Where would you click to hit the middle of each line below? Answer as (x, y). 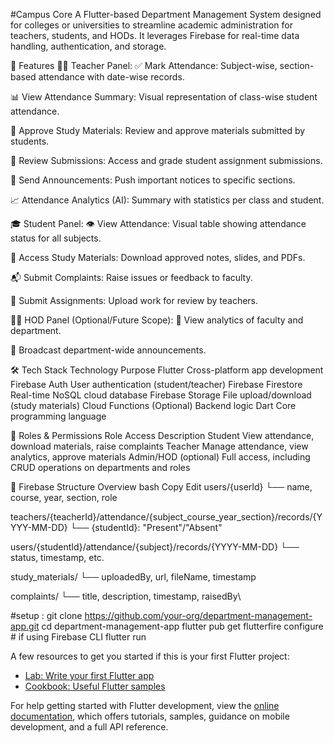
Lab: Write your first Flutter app (89, 675)
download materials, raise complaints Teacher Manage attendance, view (159, 446)
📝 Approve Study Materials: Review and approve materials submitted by (158, 130)
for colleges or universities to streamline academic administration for (151, 25)
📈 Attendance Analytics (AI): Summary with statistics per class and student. (167, 200)
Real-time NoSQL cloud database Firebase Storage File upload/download (161, 395)
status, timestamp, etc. (57, 557)
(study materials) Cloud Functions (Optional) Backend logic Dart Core (153, 405)
